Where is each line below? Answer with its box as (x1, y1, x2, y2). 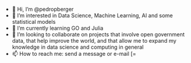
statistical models (11, 18, 56, 25)
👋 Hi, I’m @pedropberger (11, 6, 74, 12)
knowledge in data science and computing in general (11, 43, 144, 51)
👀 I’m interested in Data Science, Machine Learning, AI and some (11, 12, 173, 19)
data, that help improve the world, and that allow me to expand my (11, 37, 177, 44)
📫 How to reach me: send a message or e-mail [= (11, 51, 137, 57)
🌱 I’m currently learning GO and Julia (11, 24, 104, 31)
